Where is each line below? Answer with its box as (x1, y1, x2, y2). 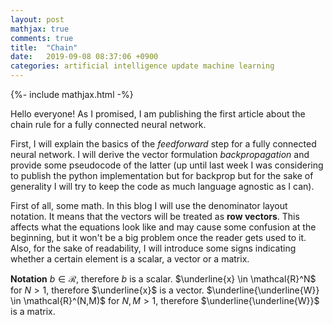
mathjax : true (10, 24, 70, 34)
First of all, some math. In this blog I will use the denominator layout (10, 200, 288, 211)
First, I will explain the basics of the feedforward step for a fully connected (10, 138, 317, 150)
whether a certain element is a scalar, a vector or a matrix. (10, 253, 250, 265)
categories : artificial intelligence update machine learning (10, 61, 275, 71)
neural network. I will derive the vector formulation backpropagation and (10, 149, 310, 160)
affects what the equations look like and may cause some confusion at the (10, 221, 317, 233)
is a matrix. (10, 306, 56, 317)
